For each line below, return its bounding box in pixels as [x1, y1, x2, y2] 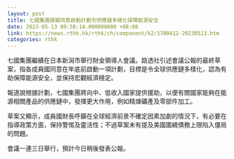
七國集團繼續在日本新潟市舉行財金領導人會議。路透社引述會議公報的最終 [7, 56, 214, 65]
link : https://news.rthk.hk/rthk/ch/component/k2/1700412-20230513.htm [7, 29, 219, 37]
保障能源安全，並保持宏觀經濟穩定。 [13, 74, 117, 82]
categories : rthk [7, 36, 58, 43]
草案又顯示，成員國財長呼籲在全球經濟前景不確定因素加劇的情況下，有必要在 [7, 112, 227, 121]
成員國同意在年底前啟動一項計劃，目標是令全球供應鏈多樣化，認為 [31, 65, 221, 73]
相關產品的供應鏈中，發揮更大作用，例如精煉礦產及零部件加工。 [13, 97, 196, 105]
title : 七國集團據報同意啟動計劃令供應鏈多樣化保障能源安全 [7, 17, 159, 24]
